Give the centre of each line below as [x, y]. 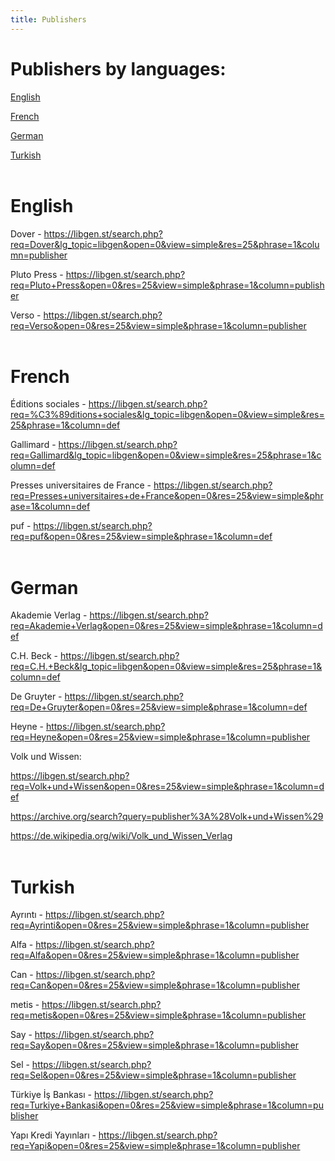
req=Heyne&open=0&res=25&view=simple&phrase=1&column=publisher [160, 737]
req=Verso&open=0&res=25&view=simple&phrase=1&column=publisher [158, 325]
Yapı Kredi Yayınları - [53, 1135]
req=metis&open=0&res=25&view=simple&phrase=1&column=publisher [158, 1015]
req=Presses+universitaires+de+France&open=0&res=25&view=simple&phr [167, 496]
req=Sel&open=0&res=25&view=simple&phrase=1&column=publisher [153, 1075]
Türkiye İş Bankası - [51, 1095]
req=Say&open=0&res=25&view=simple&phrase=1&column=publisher [155, 1045]
